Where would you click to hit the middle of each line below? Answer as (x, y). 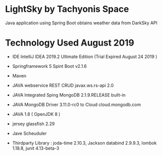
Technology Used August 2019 (70, 43)
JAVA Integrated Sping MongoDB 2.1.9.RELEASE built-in (69, 95)
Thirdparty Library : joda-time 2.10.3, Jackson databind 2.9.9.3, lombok (84, 143)
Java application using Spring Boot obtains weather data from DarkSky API (81, 23)
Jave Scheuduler (29, 133)
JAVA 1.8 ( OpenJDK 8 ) (36, 114)
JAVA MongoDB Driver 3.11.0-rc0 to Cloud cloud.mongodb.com (77, 104)
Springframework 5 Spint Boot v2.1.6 (49, 66)
